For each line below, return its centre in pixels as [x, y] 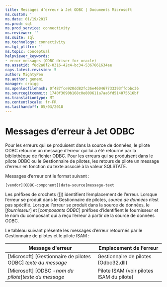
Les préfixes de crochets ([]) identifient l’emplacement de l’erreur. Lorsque [81, 194]
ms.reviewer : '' [22, 33]
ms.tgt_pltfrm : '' [24, 47]
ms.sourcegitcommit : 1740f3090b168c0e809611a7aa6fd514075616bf [72, 93]
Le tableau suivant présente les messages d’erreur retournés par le [74, 230]
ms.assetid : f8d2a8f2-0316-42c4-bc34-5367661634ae [59, 65]
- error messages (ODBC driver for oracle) [51, 61]
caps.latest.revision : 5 [31, 70]
